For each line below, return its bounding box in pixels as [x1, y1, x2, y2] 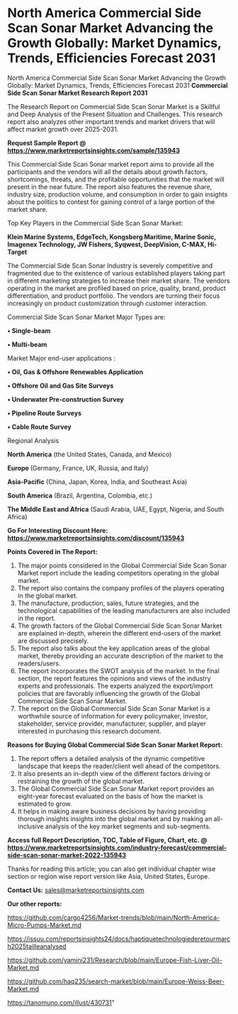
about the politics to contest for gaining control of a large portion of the [7, 197, 215, 206]
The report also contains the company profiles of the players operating [17, 583, 225, 592]
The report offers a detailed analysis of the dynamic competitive [17, 754, 205, 762]
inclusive [17, 822, 44, 830]
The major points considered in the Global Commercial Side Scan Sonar [17, 561, 227, 570]
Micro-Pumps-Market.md [7, 920, 81, 929]
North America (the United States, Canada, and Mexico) [7, 450, 172, 458]
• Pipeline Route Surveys [7, 409, 82, 417]
